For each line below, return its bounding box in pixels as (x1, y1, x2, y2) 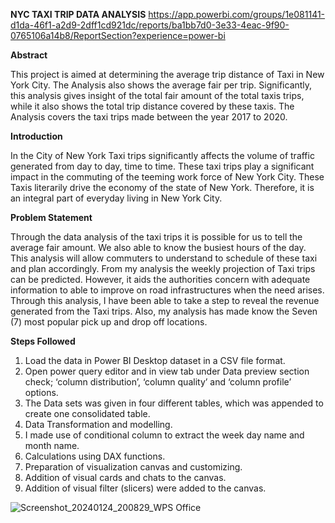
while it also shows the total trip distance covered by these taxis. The (10, 100, 295, 112)
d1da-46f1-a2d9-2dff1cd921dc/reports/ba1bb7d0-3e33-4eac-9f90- (10, 19, 290, 31)
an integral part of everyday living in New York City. (10, 192, 223, 204)
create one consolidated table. (24, 408, 151, 419)
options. (24, 387, 59, 398)
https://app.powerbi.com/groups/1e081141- (148, 9, 326, 20)
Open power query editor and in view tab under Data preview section (24, 365, 310, 377)
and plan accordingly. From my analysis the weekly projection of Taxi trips (10, 263, 316, 274)
